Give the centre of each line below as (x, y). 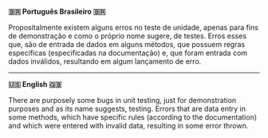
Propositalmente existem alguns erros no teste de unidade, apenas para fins (134, 28)
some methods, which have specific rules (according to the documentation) (133, 117)
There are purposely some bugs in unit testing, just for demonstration (122, 100)
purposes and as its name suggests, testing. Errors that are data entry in (127, 108)
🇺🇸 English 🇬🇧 (35, 84)
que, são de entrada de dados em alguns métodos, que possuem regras (127, 44)
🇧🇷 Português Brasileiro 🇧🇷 (57, 12)
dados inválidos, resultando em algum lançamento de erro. (105, 61)
